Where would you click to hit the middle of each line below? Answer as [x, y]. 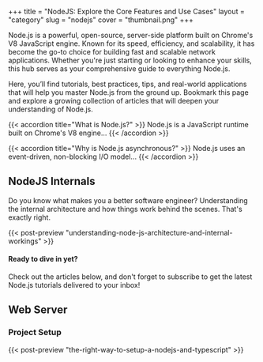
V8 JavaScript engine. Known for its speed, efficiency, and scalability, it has [131, 43]
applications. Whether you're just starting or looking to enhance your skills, [130, 60]
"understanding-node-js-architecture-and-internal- [149, 232]
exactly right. [30, 217]
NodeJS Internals [52, 181]
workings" [25, 241]
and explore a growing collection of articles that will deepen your [114, 101]
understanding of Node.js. [51, 109]
